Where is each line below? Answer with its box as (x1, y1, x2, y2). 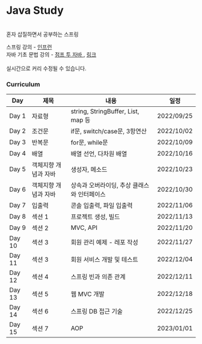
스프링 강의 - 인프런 (6, 43, 52, 50)
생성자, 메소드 (70, 166, 108, 174)
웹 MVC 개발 (70, 290, 105, 298)
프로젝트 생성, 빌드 (70, 213, 120, 221)
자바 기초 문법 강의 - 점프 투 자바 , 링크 (6, 50, 97, 58)
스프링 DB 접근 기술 (70, 307, 123, 316)
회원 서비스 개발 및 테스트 (70, 256, 138, 264)
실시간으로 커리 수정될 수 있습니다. (6, 64, 87, 72)
